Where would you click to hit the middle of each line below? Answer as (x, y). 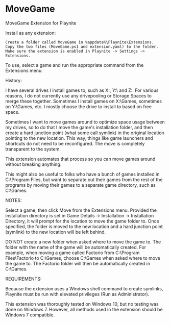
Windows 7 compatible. (30, 315)
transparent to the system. (33, 149)
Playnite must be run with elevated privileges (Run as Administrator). (77, 294)
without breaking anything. (33, 164)
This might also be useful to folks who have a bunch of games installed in (82, 174)
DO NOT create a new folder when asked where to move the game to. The (83, 242)
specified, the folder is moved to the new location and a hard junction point (84, 226)
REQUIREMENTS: (23, 279)
